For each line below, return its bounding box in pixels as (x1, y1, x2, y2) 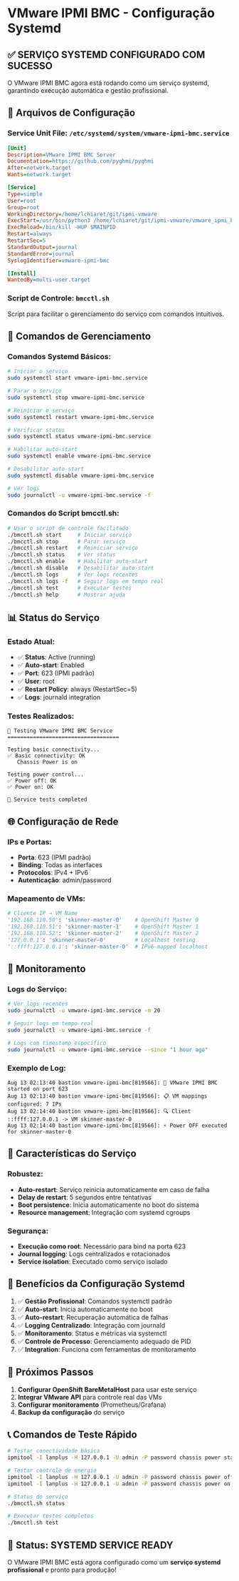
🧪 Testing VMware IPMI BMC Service (7, 727, 113, 734)
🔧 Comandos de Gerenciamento (7, 330, 152, 342)
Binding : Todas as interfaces (17, 861, 103, 869)
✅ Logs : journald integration (17, 693, 101, 702)
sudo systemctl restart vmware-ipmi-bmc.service (7, 413, 154, 420)
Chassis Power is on (16, 759, 78, 766)
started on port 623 (7, 1085, 69, 1093)
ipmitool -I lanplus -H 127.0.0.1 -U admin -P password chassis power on (7, 1480, 231, 1487)
